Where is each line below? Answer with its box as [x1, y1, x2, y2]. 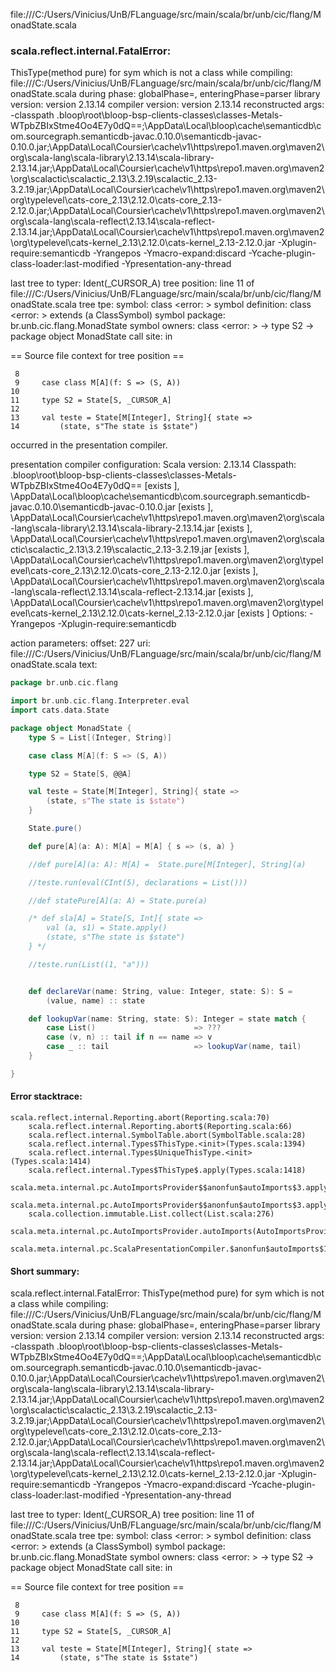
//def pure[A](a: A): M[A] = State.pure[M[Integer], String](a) [28, 859, 307, 869]
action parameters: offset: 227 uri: [10, 637, 151, 649]
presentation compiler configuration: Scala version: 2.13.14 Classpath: [10, 459, 297, 471]
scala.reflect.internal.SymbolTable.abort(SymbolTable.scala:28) [28, 1130, 307, 1140]
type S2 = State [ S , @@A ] [28, 769, 132, 779]
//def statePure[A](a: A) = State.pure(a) [28, 895, 208, 906]
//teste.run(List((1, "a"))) [28, 959, 150, 969]
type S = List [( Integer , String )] [28, 732, 172, 743]
